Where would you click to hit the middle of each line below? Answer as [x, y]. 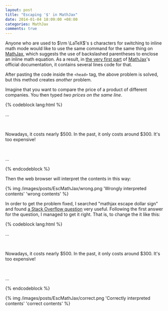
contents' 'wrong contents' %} [37, 194]
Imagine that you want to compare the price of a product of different [76, 90]
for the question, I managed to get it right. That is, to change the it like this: [83, 214]
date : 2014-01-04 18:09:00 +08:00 [42, 19]
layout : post [19, 10]
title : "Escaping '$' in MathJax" [42, 15]
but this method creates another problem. [49, 80]
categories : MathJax [27, 24]
